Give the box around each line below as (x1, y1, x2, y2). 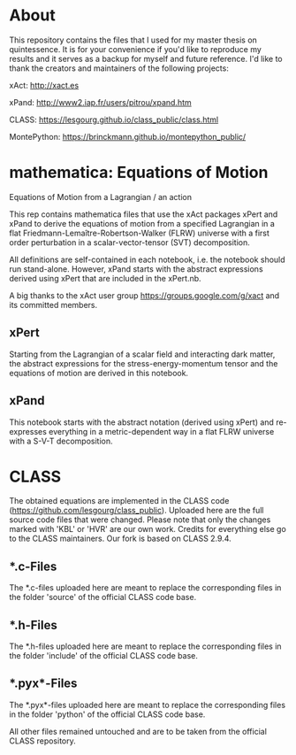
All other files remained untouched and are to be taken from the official (9, 726, 268, 736)
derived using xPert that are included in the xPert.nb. (9, 273, 201, 283)
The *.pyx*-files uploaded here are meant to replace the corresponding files (9, 699, 285, 710)
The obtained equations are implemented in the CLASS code (9, 496, 230, 506)
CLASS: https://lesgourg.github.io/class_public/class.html (9, 114, 219, 125)
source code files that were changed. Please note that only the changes (9, 514, 271, 525)
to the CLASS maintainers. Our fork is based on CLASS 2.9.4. (9, 533, 231, 544)
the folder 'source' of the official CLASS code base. (9, 592, 197, 603)
